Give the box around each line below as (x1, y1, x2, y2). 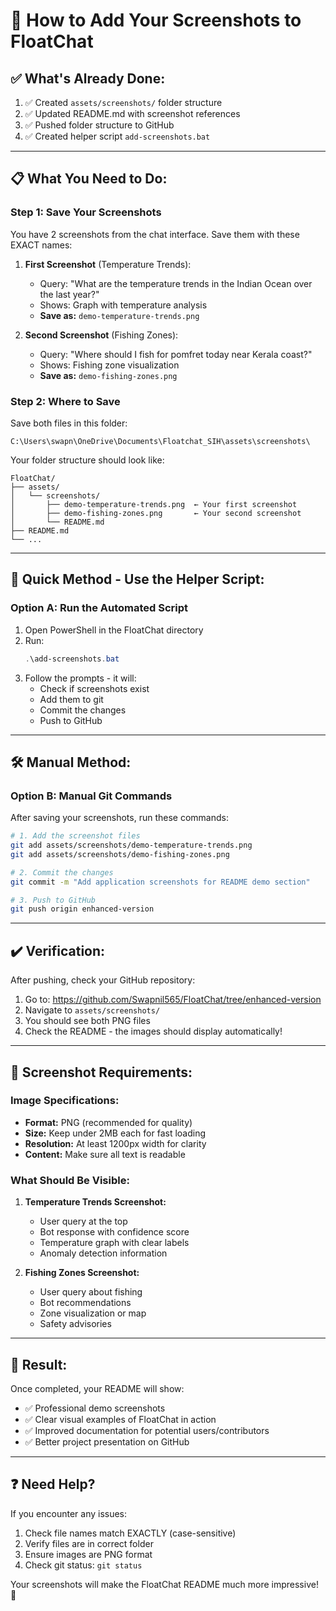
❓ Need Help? (10, 1476, 96, 1493)
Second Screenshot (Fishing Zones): (24, 329, 179, 341)
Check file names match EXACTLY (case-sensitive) (24, 1527, 237, 1539)
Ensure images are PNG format (24, 1548, 153, 1560)
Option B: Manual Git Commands (10, 789, 173, 803)
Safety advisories (39, 1318, 112, 1330)
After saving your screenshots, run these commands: (10, 812, 229, 824)
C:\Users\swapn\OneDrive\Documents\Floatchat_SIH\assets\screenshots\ (10, 436, 311, 446)
